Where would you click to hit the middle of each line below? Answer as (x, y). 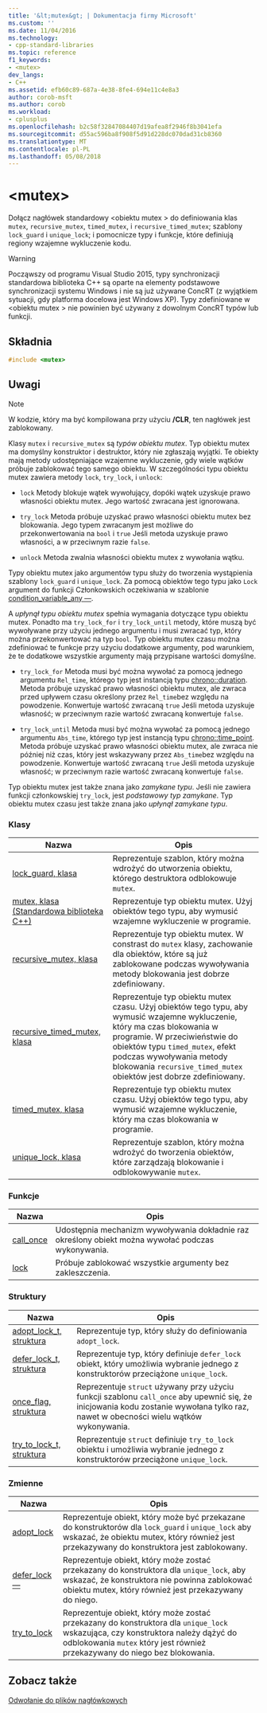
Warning (22, 259)
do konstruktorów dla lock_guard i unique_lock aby (157, 1527)
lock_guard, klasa (45, 873)
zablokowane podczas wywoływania (181, 963)
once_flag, (32, 1401)
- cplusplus (28, 120)
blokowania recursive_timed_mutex (178, 1066)
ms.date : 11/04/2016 (43, 30)
